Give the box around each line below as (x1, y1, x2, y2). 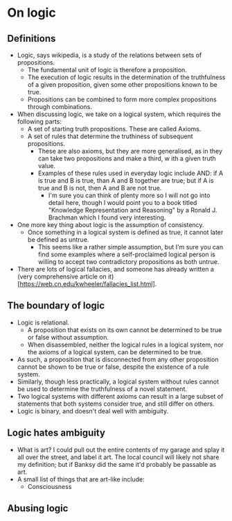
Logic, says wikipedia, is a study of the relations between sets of (17, 51, 202, 59)
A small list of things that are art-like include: (17, 474, 145, 483)
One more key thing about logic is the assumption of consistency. (17, 221, 204, 229)
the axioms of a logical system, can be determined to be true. (27, 347, 203, 356)
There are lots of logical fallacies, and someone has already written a (17, 265, 215, 273)
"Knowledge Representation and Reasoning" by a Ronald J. (48, 206, 217, 214)
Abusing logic (7, 502, 69, 515)
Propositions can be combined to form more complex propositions (27, 95, 217, 104)
